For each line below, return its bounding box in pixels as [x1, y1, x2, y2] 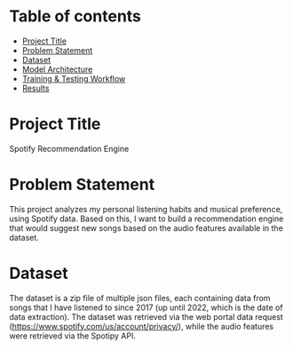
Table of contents [9, 6, 142, 27]
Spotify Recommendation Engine [9, 143, 130, 154]
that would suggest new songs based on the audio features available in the [9, 222, 284, 233]
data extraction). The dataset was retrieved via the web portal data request [9, 311, 284, 322]
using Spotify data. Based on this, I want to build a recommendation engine [9, 213, 284, 224]
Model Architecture [21, 64, 93, 75]
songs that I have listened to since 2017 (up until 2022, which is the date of [9, 302, 283, 313]
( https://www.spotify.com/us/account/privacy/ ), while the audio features [9, 321, 273, 331]
